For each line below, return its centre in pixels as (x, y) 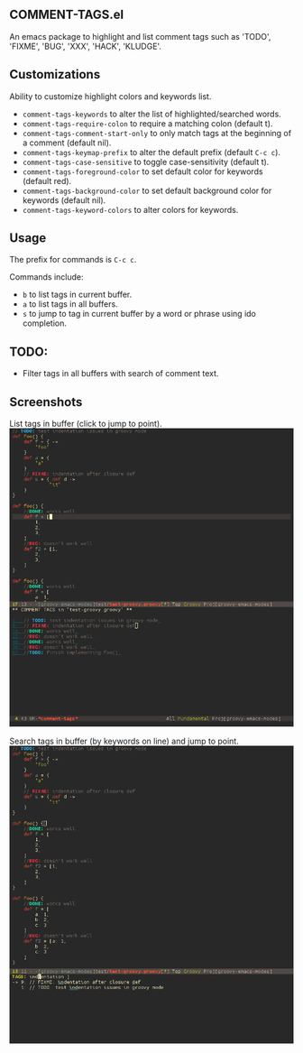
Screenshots (46, 402)
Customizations (55, 74)
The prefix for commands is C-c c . (73, 260)
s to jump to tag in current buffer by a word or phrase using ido (139, 314)
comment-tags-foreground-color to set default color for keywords (142, 171)
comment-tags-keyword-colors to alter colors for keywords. (130, 209)
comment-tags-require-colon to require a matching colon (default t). (147, 123)
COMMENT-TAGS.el (67, 15)
